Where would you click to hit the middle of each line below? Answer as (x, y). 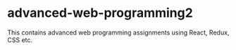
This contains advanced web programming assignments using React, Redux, (118, 32)
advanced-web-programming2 (100, 13)
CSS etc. (20, 39)
